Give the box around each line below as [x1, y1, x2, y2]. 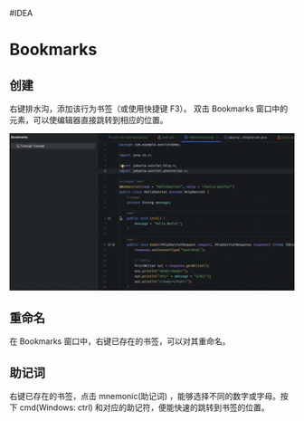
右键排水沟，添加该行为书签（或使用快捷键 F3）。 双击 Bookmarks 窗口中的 [9, 103, 288, 114]
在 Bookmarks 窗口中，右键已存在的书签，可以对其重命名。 [9, 336, 231, 347]
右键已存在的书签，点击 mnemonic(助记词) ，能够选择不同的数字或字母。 [9, 391, 281, 402]
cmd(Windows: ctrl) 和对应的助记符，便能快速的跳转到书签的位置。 [19, 402, 270, 413]
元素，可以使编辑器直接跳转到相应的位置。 [9, 115, 168, 125]
